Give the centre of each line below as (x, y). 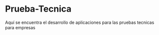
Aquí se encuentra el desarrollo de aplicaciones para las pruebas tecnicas (80, 22)
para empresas (20, 27)
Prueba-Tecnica (38, 9)
